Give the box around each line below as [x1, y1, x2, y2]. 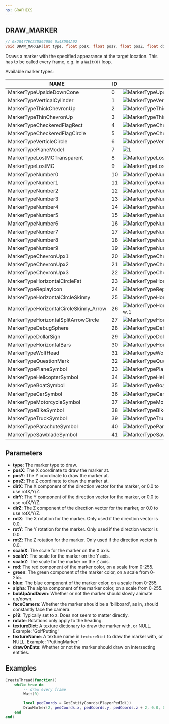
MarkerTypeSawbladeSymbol [8, 431, 77, 438]
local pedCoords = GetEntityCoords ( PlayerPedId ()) [23, 701, 132, 706]
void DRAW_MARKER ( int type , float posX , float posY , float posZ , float [5, 44, 158, 49]
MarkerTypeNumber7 [8, 228, 59, 235]
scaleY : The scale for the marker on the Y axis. [12, 553, 110, 559]
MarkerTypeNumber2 [8, 187, 59, 194]
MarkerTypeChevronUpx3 [8, 269, 69, 276]
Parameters [5, 449, 43, 457]
